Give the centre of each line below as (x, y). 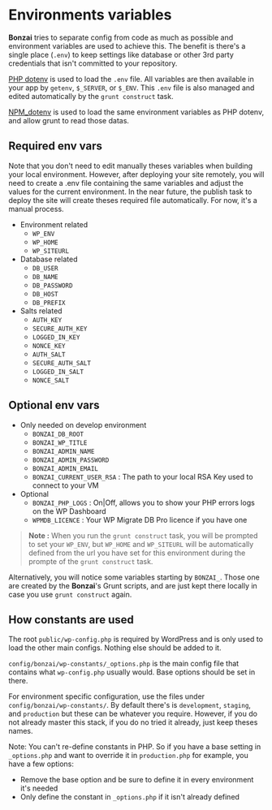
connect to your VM (65, 485)
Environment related (54, 224)
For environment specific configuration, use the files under (107, 696)
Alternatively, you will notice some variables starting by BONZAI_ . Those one (134, 577)
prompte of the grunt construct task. (91, 561)
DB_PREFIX (49, 303)
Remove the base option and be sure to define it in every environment (137, 780)
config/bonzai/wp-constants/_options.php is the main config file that (124, 664)
